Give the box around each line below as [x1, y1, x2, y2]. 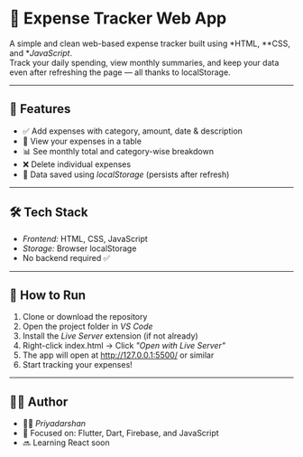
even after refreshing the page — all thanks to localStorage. [9, 67, 232, 78]
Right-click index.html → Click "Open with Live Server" [22, 340, 225, 351]
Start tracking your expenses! [22, 359, 133, 370]
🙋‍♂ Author [9, 394, 69, 409]
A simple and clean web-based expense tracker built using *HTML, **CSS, [9, 38, 291, 49]
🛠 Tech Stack [9, 205, 88, 220]
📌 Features [9, 101, 71, 117]
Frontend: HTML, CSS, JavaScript [22, 233, 149, 244]
